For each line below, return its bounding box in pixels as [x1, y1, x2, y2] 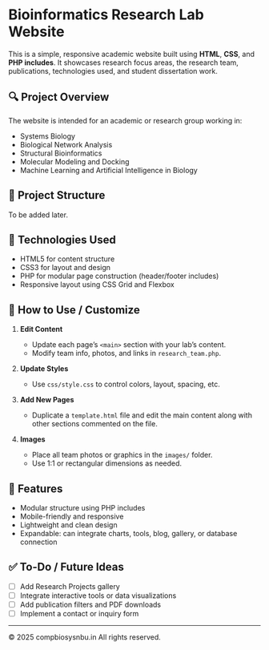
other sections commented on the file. [31, 419, 158, 429]
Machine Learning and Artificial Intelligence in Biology [19, 165, 198, 175]
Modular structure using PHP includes [19, 503, 146, 512]
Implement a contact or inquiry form [19, 609, 139, 618]
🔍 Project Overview [8, 91, 110, 104]
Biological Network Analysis [19, 139, 113, 149]
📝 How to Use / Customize [8, 303, 140, 317]
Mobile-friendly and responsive [19, 511, 124, 521]
